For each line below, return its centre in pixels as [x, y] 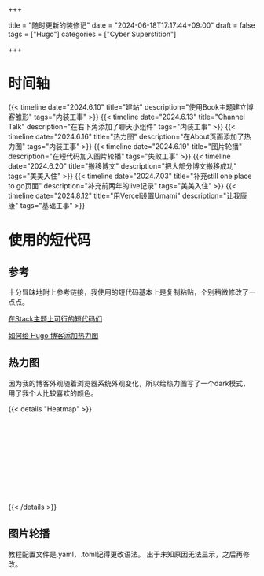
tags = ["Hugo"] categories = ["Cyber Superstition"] [92, 34]
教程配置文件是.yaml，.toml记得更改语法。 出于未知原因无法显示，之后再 [126, 554]
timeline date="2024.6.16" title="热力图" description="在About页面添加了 [126, 136]
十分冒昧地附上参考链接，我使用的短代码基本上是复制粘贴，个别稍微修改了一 [132, 292]
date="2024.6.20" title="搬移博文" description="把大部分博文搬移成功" [123, 165]
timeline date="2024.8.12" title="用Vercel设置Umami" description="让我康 [128, 195]
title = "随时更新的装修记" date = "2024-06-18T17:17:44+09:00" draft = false [132, 25]
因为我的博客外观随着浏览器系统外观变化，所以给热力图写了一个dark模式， [129, 383]
